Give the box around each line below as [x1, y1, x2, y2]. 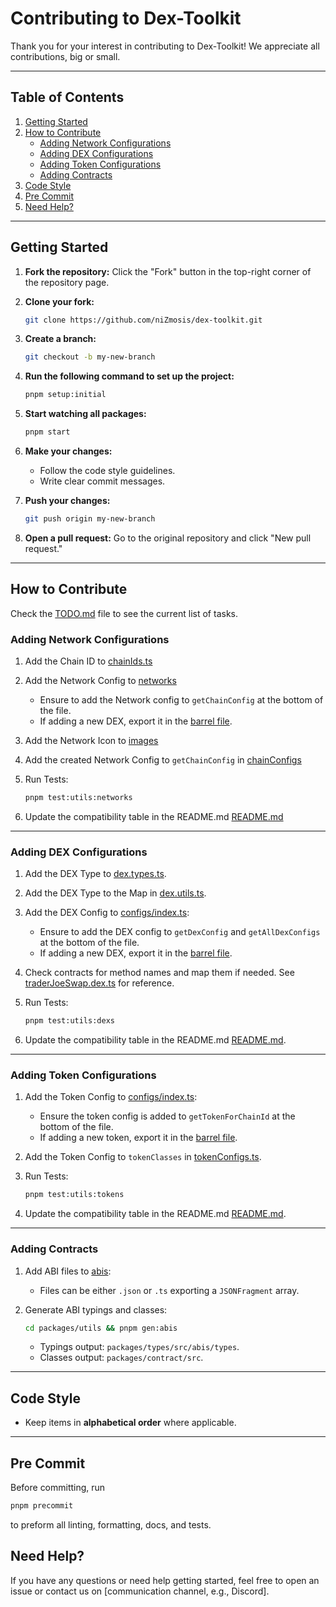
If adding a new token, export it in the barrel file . [39, 1132, 238, 1144]
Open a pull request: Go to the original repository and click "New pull [24, 532, 312, 544]
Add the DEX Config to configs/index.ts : [24, 907, 190, 919]
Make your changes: [24, 445, 113, 457]
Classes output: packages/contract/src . [39, 1352, 204, 1364]
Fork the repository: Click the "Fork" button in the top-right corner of [24, 265, 312, 277]
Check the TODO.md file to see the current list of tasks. [10, 607, 238, 619]
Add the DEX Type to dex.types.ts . [24, 868, 167, 880]
